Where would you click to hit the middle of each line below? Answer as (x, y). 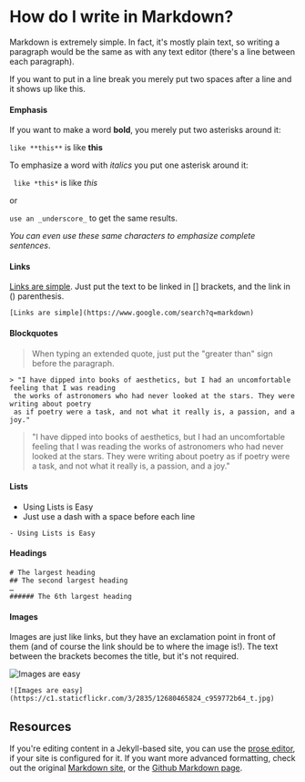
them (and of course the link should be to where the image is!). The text (144, 647)
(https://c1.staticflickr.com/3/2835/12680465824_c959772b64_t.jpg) (142, 699)
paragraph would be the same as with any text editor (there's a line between (152, 51)
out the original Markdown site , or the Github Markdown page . (126, 767)
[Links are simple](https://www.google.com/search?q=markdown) (132, 313)
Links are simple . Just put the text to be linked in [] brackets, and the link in (150, 287)
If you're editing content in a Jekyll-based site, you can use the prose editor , (152, 748)
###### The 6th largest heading (71, 596)
